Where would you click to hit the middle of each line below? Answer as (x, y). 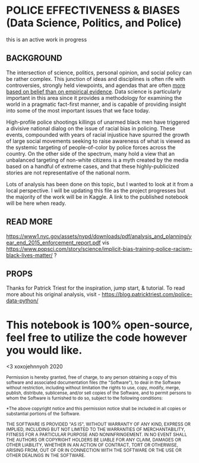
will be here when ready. (36, 203)
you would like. (44, 350)
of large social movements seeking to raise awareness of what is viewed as (99, 141)
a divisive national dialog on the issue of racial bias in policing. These (91, 128)
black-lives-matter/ (29, 255)
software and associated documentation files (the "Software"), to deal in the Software (94, 383)
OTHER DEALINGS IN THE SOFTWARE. (46, 456)
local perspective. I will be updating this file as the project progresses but (96, 190)
